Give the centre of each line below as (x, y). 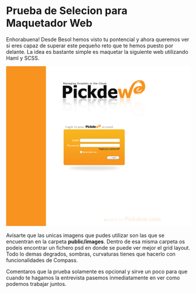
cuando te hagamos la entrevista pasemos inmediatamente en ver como (93, 278)
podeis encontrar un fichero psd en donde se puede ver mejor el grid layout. (98, 248)
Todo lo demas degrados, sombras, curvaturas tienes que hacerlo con (91, 254)
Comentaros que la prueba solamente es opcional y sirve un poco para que (97, 272)
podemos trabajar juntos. (36, 284)
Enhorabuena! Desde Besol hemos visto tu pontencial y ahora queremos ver (98, 39)
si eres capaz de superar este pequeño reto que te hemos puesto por (90, 46)
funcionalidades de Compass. (42, 260)
